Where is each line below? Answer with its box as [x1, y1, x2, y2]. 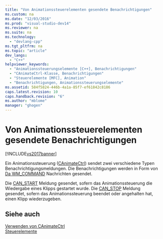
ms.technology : [5, 35, 36, 40]
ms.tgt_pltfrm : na [5, 44, 43, 49]
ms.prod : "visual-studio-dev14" [5, 21, 71, 26]
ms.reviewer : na [5, 26, 38, 30]
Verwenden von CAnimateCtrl [5, 223, 65, 229]
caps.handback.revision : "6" [5, 94, 65, 99]
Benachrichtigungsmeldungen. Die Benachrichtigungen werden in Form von [5, 165, 158, 171]
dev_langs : [5, 53, 27, 58]
